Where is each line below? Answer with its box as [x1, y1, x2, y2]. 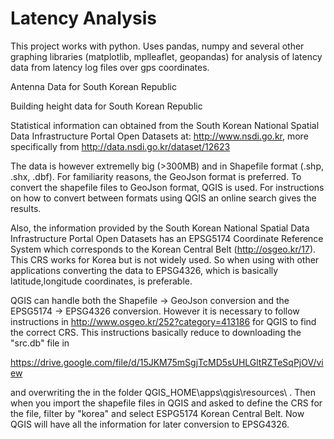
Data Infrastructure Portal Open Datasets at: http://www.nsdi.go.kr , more [10, 130, 309, 142]
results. [10, 202, 42, 214]
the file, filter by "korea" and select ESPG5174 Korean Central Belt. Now [10, 407, 305, 419]
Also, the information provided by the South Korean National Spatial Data [10, 222, 310, 234]
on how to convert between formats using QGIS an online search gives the [10, 192, 317, 204]
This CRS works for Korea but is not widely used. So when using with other [10, 253, 320, 266]
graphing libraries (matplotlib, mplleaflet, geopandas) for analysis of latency [10, 50, 323, 62]
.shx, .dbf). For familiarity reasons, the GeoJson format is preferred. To [10, 170, 302, 182]
